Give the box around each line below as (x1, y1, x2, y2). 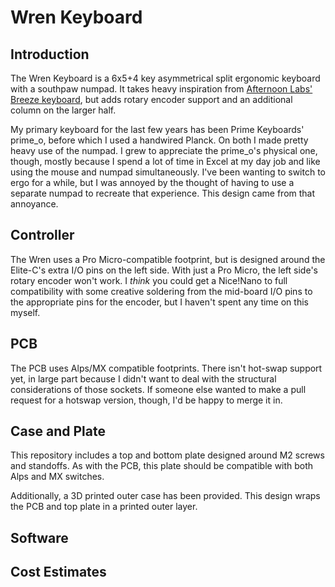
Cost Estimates (10, 564, 107, 581)
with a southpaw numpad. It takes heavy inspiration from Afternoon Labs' (10, 83, 313, 95)
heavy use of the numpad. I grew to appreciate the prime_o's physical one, (10, 145, 318, 156)
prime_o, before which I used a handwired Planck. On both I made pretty (10, 134, 309, 146)
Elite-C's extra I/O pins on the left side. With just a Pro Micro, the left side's (10, 264, 318, 276)
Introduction (10, 46, 90, 63)
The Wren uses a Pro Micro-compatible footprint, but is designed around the (10, 253, 326, 265)
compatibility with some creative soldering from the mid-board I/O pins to (10, 285, 313, 297)
